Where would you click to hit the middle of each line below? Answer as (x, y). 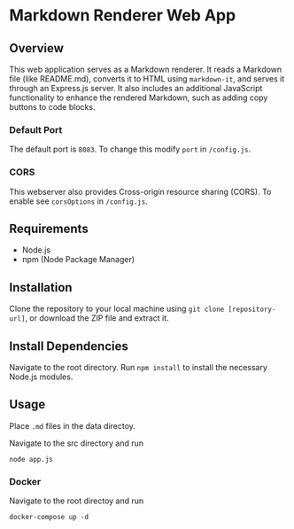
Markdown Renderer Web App (123, 16)
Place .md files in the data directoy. (72, 425)
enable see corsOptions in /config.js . (78, 201)
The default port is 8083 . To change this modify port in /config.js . (130, 149)
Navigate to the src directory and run (77, 443)
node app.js (31, 459)
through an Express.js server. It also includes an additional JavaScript (136, 88)
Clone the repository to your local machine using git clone (117, 309)
